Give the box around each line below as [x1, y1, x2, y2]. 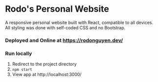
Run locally [5, 50, 32, 57]
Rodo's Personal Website [5, 3, 109, 15]
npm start [12, 67, 33, 72]
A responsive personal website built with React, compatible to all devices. [5, 20, 153, 25]
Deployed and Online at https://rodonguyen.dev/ [5, 37, 123, 43]
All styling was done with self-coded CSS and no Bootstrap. [5, 24, 126, 30]
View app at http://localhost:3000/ [12, 72, 82, 78]
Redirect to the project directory [12, 61, 77, 67]
